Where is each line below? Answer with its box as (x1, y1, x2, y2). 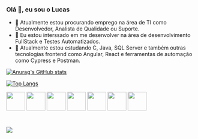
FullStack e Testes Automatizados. (14, 38, 101, 45)
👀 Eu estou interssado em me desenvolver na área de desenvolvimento (14, 32, 191, 39)
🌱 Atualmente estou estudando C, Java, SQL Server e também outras (14, 44, 186, 51)
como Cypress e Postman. (14, 57, 81, 64)
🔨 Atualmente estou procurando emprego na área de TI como (14, 19, 167, 26)
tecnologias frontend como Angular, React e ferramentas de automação (14, 51, 193, 58)
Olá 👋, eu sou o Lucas (6, 5, 70, 14)
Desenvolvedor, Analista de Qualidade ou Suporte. (14, 25, 140, 32)
